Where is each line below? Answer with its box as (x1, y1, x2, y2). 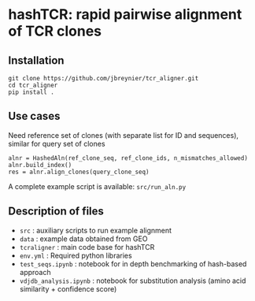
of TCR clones (8, 22, 102, 40)
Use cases (8, 110, 61, 123)
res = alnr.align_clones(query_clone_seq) (8, 168, 150, 176)
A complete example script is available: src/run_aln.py (8, 181, 187, 191)
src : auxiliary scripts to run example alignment (19, 225, 172, 235)
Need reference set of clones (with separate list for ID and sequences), (8, 130, 238, 139)
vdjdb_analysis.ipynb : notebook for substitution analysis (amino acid (19, 276, 246, 285)
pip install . (8, 88, 55, 96)
